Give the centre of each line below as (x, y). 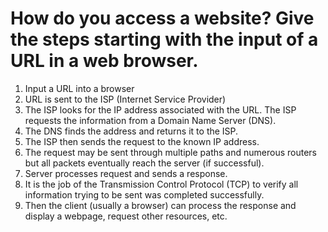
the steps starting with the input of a (164, 39)
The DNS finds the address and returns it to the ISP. (131, 131)
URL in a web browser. (104, 61)
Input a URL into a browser (79, 88)
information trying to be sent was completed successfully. (144, 194)
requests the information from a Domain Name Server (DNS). (150, 120)
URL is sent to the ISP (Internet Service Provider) (125, 99)
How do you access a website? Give (162, 18)
